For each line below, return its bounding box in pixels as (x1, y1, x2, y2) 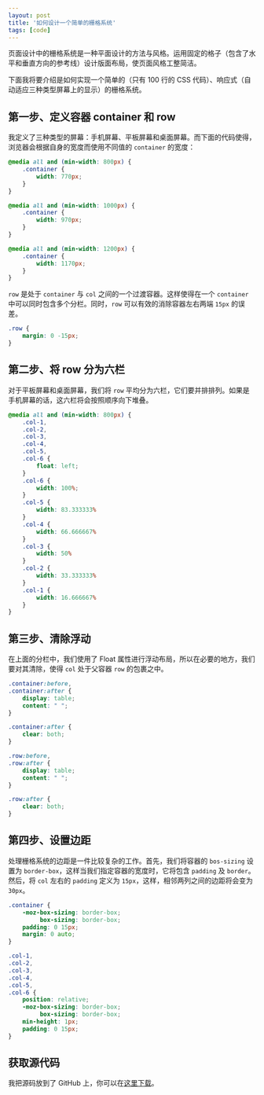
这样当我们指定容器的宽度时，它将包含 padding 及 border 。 (65, 865, 255, 875)
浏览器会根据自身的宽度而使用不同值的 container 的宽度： (8, 142, 196, 152)
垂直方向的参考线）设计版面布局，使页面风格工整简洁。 (21, 58, 201, 68)
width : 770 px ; (36, 172, 82, 181)
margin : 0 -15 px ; (22, 332, 79, 340)
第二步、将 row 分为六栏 (8, 363, 126, 377)
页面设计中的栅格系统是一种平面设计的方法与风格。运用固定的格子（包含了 (8, 49, 249, 58)
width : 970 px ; (36, 216, 82, 224)
